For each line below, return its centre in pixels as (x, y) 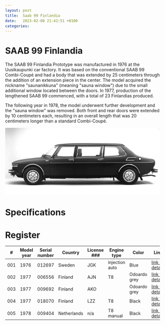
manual (115, 316)
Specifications (35, 213)
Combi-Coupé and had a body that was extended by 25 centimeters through (82, 75)
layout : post (18, 10)
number (46, 255)
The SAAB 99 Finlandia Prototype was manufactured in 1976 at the (72, 64)
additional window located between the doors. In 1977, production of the (78, 90)
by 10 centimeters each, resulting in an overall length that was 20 (71, 116)
